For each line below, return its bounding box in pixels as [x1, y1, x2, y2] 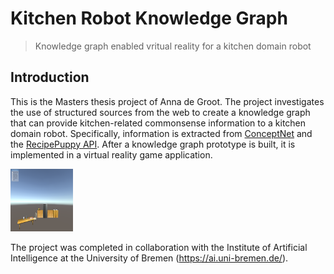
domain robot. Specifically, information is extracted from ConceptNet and [10, 127, 313, 139]
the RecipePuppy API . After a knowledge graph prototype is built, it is [10, 138, 296, 150]
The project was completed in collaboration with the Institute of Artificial [10, 241, 308, 253]
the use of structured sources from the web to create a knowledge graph [10, 106, 311, 118]
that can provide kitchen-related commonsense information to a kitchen [10, 117, 307, 129]
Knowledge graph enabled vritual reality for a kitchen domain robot [34, 40, 312, 52]
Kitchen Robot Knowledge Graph [10, 7, 288, 30]
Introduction [10, 69, 90, 86]
